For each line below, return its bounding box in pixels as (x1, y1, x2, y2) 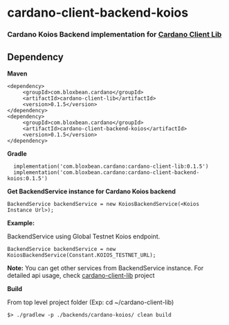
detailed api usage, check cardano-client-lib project (7, 271, 155, 279)
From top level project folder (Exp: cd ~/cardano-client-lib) (7, 298, 174, 306)
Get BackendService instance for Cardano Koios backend (7, 187, 176, 195)
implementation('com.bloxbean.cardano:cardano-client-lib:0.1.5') (13, 163, 209, 170)
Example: (7, 218, 35, 227)
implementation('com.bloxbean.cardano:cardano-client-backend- (13, 168, 199, 176)
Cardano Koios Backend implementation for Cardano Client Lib (7, 30, 222, 39)
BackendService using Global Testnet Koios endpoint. (7, 232, 161, 240)
